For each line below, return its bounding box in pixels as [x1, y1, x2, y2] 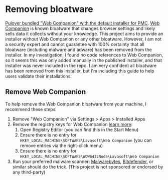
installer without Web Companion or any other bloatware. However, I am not [5, 36, 162, 42]
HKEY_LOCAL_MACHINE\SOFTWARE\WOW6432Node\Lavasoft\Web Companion [20, 154, 159, 159]
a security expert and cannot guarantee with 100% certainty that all [5, 41, 144, 47]
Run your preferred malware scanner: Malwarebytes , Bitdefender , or [12, 158, 154, 164]
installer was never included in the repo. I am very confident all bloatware [5, 62, 157, 68]
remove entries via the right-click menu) [20, 142, 103, 148]
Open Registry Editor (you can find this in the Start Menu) [20, 126, 139, 132]
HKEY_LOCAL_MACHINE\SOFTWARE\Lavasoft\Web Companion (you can [20, 137, 152, 143]
